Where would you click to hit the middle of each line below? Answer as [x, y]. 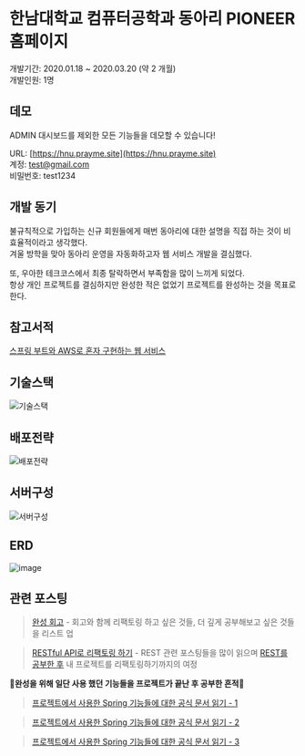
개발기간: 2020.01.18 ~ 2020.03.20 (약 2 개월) [93, 68]
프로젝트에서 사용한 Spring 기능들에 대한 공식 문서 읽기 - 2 [135, 722]
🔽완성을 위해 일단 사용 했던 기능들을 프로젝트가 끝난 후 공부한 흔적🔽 [127, 684]
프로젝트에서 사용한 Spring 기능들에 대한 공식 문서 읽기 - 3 [136, 742]
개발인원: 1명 [32, 79]
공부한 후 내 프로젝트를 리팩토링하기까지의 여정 [114, 664]
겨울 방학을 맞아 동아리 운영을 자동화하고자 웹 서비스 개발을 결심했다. [131, 254]
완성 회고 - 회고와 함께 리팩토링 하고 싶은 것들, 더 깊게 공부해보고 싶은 [155, 622]
